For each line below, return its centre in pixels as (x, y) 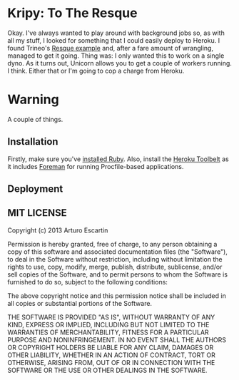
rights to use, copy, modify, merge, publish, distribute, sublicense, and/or (115, 267)
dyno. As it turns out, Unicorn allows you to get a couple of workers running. (119, 63)
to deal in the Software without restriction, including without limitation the (115, 259)
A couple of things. (35, 119)
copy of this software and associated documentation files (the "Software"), (118, 252)
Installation (33, 142)
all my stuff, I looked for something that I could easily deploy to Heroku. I (114, 40)
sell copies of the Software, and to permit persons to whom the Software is (118, 274)
